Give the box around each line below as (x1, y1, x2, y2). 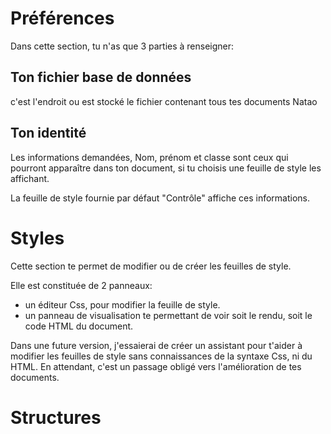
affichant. (10, 172, 50, 184)
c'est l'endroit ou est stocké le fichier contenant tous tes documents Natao (10, 95, 318, 107)
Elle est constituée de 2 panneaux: (10, 279, 153, 291)
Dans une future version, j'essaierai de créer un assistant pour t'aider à (10, 339, 303, 351)
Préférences (10, 7, 115, 30)
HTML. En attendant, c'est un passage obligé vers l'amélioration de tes (10, 360, 302, 372)
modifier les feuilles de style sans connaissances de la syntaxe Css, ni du (10, 350, 313, 362)
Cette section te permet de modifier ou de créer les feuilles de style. (10, 260, 292, 272)
